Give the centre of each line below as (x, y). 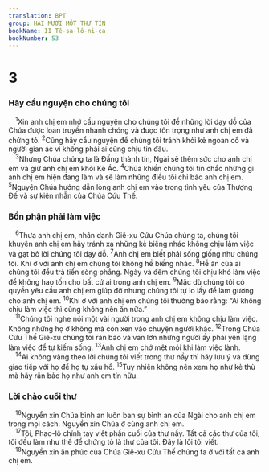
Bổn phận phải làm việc (55, 216)
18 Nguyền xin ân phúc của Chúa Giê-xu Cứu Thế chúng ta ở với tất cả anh (137, 451)
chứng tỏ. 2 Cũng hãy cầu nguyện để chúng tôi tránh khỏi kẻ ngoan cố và (129, 140)
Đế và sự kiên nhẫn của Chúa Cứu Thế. (73, 196)
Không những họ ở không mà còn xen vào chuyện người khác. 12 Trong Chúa (134, 328)
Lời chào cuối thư (43, 396)
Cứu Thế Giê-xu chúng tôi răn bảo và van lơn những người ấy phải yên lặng (132, 337)
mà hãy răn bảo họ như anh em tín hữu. (73, 376)
